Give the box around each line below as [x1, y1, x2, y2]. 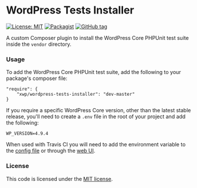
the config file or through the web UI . [6, 147, 96, 155]
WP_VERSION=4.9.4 [6, 130, 49, 137]
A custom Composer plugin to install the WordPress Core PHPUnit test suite [6, 34, 189, 41]
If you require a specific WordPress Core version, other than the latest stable [6, 107, 191, 114]
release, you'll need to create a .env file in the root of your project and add [6, 113, 186, 120]
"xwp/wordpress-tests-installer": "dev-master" [16, 92, 135, 98]
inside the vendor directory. [6, 41, 72, 48]
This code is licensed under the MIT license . [6, 175, 113, 182]
